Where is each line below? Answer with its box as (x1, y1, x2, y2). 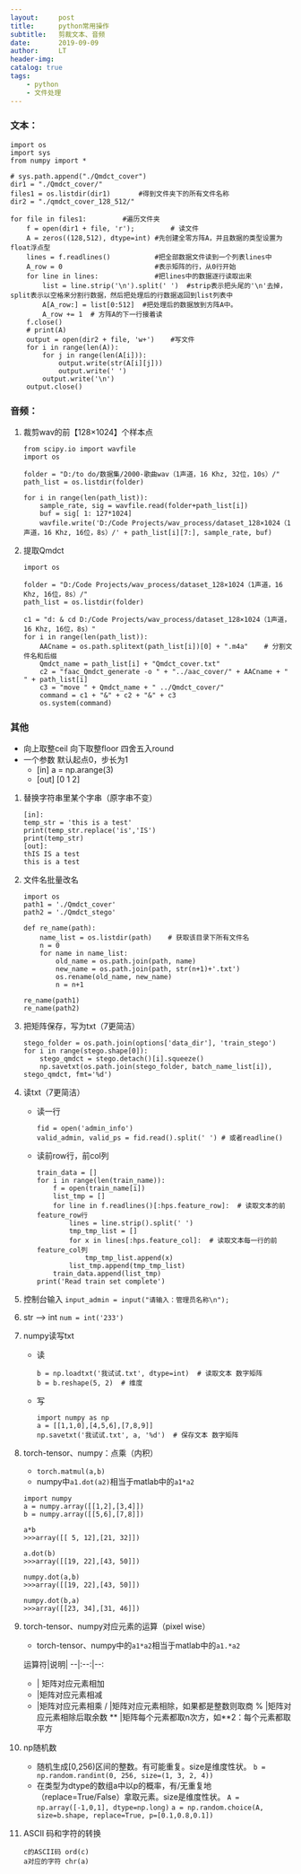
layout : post (10, 13, 75, 22)
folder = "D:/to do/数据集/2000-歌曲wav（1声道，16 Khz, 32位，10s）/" (22, 470, 280, 479)
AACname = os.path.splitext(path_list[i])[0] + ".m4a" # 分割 (39, 643, 286, 652)
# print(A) (26, 325, 67, 335)
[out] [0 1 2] (36, 774, 80, 785)
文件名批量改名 (22, 874, 79, 885)
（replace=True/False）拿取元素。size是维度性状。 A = (36, 1791, 240, 1802)
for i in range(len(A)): (26, 343, 119, 352)
